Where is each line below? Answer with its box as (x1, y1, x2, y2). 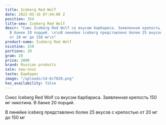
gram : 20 (5, 53, 23, 58)
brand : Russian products (5, 62, 56, 67)
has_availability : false (5, 81, 56, 85)
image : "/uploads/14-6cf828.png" (5, 76, 74, 81)
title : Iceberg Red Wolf (5, 7, 56, 12)
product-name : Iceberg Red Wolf (5, 40, 72, 44)
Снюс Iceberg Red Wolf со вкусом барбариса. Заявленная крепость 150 (5, 94, 157, 100)
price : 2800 (5, 58, 30, 63)
